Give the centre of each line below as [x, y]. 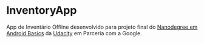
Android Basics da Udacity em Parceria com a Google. [74, 33]
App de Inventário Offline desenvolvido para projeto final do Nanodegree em [102, 27]
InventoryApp [42, 10]
